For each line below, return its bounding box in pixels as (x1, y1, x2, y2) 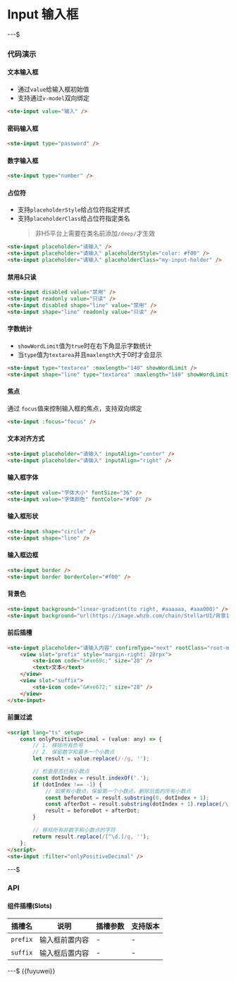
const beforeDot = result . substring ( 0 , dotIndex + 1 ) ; (44, 794, 210, 801)
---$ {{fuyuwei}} (7, 966, 56, 975)
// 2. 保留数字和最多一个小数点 (32, 748, 115, 756)
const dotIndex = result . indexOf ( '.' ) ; (32, 774, 150, 782)
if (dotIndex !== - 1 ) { (32, 781, 102, 788)
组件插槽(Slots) (7, 901, 52, 910)
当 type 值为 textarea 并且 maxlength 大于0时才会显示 (17, 350, 162, 358)
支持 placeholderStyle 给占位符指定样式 (17, 205, 130, 214)
